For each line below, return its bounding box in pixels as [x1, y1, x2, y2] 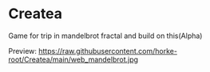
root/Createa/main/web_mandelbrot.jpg [8, 55, 138, 64]
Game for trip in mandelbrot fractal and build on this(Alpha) [8, 31, 203, 40]
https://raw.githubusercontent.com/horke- [38, 46, 178, 55]
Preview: [8, 46, 38, 55]
